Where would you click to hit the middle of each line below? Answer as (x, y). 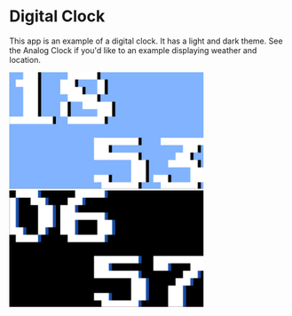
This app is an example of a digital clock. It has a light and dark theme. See (146, 41)
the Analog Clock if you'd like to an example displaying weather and (133, 50)
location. (25, 59)
